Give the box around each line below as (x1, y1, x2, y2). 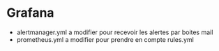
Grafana (6, 5, 54, 21)
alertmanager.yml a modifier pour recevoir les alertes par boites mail (16, 28, 213, 36)
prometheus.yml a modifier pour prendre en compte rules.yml (16, 35, 195, 43)
